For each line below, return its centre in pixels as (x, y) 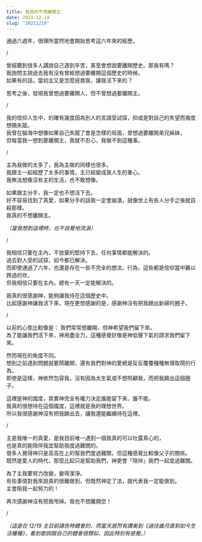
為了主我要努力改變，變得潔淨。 (46, 473)
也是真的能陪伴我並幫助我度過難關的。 (54, 446)
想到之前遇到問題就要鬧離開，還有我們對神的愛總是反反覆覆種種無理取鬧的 (98, 363)
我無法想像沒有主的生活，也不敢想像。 (54, 180)
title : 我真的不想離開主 (34, 12)
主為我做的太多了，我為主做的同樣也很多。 (59, 165)
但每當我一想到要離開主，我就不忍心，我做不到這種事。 (75, 140)
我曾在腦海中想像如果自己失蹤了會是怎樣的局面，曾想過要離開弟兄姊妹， (96, 133)
